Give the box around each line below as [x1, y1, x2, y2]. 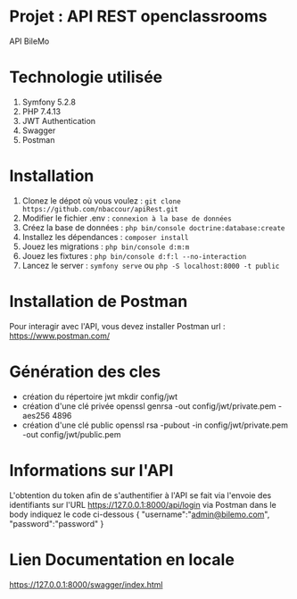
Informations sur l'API [9, 460, 174, 480]
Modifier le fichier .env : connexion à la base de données [21, 212, 232, 223]
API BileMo [9, 36, 50, 46]
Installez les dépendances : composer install [21, 231, 189, 242]
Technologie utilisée [9, 67, 163, 87]
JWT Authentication [21, 115, 96, 126]
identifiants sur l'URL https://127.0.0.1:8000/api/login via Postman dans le [9, 499, 276, 510]
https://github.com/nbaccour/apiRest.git [21, 204, 178, 213]
